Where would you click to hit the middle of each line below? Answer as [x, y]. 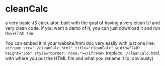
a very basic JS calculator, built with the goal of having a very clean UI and [82, 23]
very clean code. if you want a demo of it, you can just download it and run [83, 28]
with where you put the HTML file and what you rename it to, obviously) [79, 58]
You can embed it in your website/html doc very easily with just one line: [80, 43]
